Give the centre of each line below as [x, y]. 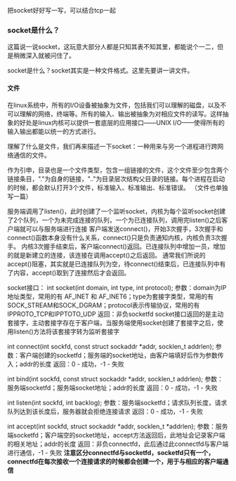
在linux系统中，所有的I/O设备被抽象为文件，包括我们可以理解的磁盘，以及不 [117, 105]
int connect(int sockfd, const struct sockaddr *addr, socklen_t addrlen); [111, 346]
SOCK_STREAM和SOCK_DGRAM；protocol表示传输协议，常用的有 [104, 305]
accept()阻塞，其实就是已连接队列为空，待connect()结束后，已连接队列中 [113, 264]
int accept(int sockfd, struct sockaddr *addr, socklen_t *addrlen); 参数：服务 [118, 426]
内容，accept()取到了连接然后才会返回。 [72, 272]
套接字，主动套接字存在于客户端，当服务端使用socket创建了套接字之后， [112, 322]
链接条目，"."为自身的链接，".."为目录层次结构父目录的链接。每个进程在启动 [116, 178]
